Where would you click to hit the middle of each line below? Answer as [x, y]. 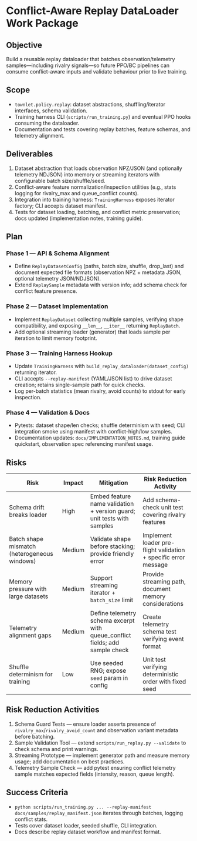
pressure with [28, 589]
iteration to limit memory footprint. [56, 338]
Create [152, 617]
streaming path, [164, 582]
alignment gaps [30, 635]
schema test [160, 632]
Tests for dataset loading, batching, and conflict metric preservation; [97, 212]
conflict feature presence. [46, 291]
